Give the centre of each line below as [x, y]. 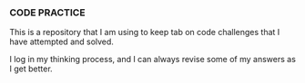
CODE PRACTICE [47, 13]
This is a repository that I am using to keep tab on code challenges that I [145, 32]
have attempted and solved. [61, 41]
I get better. [31, 69]
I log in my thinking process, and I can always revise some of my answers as [152, 60]
